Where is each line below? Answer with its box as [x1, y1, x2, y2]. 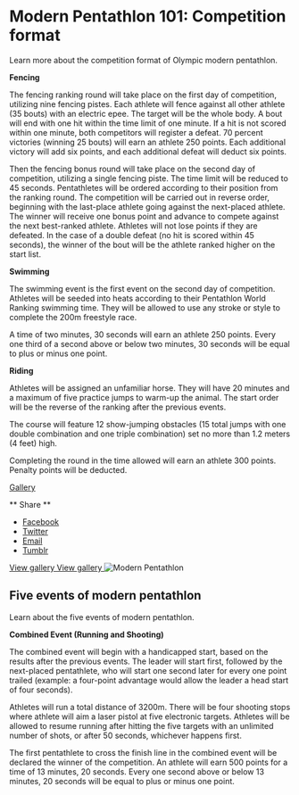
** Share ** [9, 499, 52, 509]
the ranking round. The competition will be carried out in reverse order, [9, 192, 270, 203]
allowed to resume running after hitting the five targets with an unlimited [9, 720, 274, 731]
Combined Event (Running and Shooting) [9, 629, 164, 640]
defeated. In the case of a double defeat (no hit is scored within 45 [9, 229, 254, 240]
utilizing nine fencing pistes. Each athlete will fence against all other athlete [9, 98, 286, 109]
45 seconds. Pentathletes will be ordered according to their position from [9, 182, 278, 193]
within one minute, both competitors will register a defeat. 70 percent [9, 127, 263, 137]
